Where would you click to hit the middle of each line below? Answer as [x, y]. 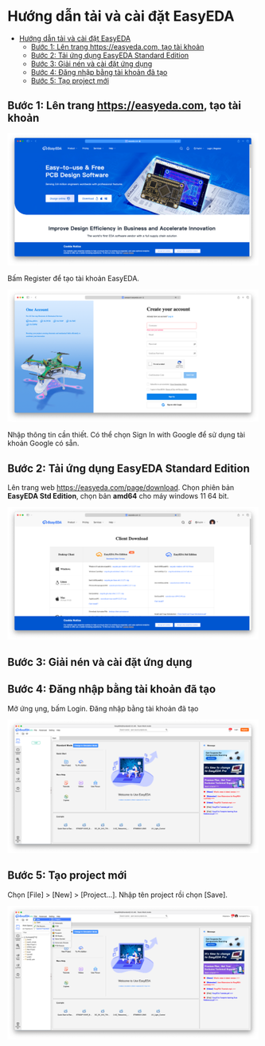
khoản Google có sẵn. [43, 443]
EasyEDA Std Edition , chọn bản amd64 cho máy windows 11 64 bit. [118, 496]
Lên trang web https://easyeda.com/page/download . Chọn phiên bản [121, 488]
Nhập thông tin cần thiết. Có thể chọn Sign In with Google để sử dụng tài [127, 435]
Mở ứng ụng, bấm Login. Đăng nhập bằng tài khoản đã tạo [103, 708]
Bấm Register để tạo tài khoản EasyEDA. [74, 279]
